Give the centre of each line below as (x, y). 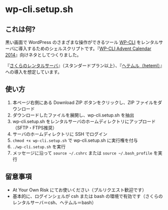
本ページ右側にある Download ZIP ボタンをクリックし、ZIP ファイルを (85, 102)
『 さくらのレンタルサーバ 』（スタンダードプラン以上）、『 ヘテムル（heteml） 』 (84, 66)
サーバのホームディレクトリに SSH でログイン (60, 134)
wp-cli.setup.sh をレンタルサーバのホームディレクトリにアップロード (84, 121)
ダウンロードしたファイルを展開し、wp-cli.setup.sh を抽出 (73, 115)
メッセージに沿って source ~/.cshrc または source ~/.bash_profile (82, 153)
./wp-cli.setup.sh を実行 (39, 146)
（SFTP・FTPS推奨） (35, 128)
